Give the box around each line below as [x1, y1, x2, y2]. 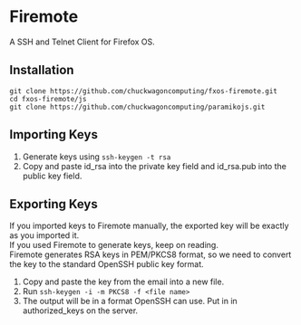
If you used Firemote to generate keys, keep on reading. [9, 240, 219, 251]
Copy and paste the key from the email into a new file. [22, 276, 225, 287]
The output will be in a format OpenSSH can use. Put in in [22, 296, 238, 307]
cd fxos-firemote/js [9, 94, 88, 103]
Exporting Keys [9, 196, 98, 212]
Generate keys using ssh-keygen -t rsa [22, 151, 171, 162]
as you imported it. [9, 230, 80, 241]
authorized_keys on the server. [22, 305, 139, 316]
